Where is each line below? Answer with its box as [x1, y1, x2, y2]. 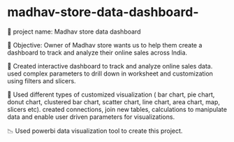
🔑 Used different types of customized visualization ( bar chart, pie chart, [7, 90, 215, 99]
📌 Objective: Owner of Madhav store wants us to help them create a [7, 41, 203, 49]
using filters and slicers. [7, 76, 76, 85]
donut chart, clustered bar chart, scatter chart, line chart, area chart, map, [7, 97, 220, 106]
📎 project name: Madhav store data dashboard [7, 27, 141, 36]
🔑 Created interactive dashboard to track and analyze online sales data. [7, 62, 213, 70]
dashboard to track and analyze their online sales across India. [7, 48, 187, 57]
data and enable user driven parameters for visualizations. [7, 113, 175, 121]
